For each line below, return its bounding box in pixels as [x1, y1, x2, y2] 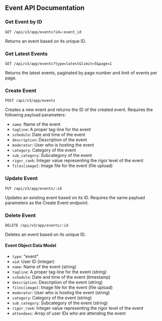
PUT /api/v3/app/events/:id [5, 186, 62, 191]
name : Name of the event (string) [12, 264, 76, 270]
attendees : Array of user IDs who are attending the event [12, 310, 126, 316]
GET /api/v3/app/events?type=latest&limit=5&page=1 [5, 61, 112, 66]
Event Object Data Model [5, 243, 57, 248]
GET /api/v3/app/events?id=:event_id [5, 29, 82, 35]
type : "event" [12, 253, 39, 260]
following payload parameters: [5, 112, 66, 118]
